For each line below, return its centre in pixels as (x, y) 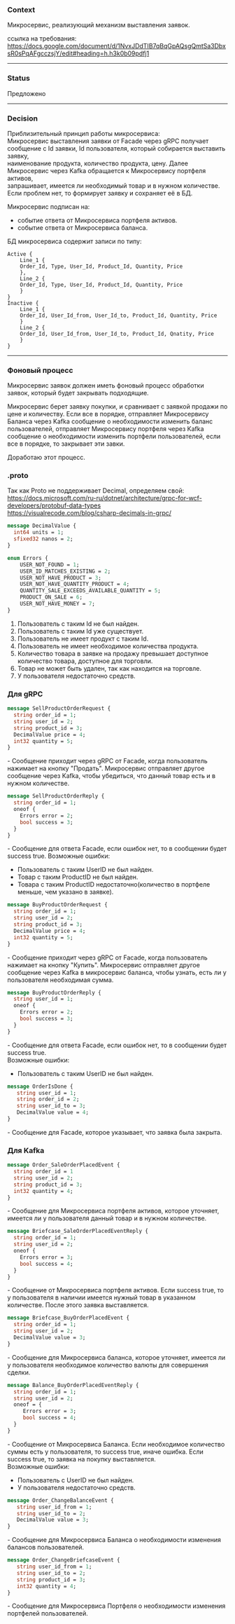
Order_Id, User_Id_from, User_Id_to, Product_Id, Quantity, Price (119, 315)
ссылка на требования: (42, 39)
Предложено (27, 93)
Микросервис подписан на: (49, 206)
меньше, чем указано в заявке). (65, 892)
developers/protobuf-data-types (54, 505)
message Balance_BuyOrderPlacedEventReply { (73, 1385)
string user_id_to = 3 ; (51, 1106)
